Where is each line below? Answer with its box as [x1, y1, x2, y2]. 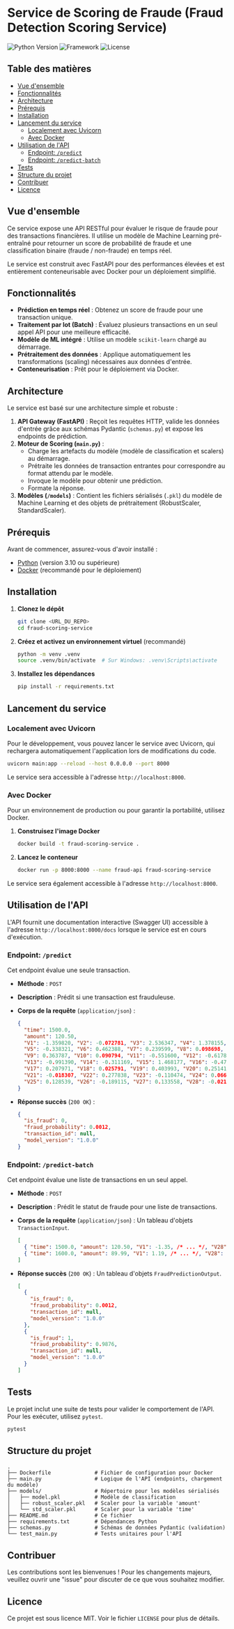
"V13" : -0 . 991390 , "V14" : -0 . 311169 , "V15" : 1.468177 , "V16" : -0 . [24, 1059, 221, 1066]
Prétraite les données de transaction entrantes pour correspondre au [27, 462, 226, 470]
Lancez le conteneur [17, 853, 78, 861]
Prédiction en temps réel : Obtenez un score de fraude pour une [17, 305, 203, 315]
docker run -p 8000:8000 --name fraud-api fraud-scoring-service [17, 866, 211, 873]
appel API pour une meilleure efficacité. [17, 328, 131, 336]
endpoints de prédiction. [17, 432, 88, 441]
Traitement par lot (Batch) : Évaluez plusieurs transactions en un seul [17, 321, 218, 329]
